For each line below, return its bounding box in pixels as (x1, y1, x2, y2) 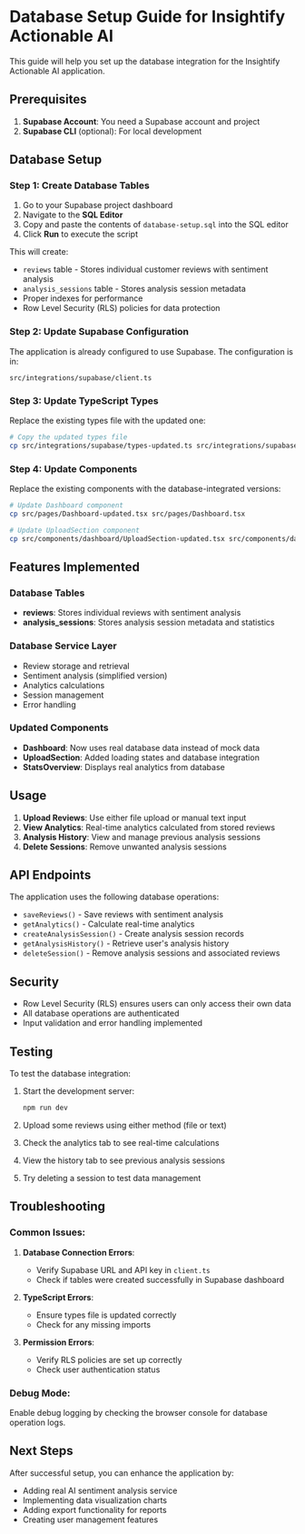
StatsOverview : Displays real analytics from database (22, 761, 225, 772)
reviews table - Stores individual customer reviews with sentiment (22, 264, 269, 275)
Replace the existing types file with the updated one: (9, 416, 206, 426)
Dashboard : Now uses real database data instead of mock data (22, 742, 261, 753)
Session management (22, 689, 104, 700)
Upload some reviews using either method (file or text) (22, 1119, 227, 1130)
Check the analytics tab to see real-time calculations (22, 1137, 220, 1148)
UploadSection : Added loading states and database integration (22, 752, 261, 763)
